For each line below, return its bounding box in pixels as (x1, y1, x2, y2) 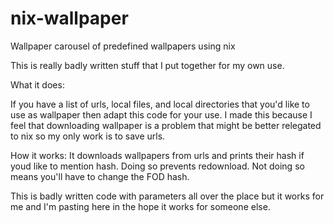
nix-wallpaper (10, 7, 129, 30)
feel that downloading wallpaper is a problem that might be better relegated (10, 119, 322, 131)
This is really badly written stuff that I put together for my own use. (10, 59, 285, 71)
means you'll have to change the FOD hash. (10, 170, 190, 182)
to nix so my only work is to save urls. (10, 130, 166, 142)
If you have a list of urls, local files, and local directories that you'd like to (10, 98, 310, 110)
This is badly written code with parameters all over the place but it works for (10, 190, 325, 202)
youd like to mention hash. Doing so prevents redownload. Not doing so (10, 160, 305, 172)
